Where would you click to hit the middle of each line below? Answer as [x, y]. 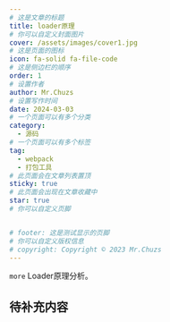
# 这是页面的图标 [37, 51]
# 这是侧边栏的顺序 [40, 68]
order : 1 [25, 76]
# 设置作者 [27, 84]
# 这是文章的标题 [37, 17]
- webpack [35, 159]
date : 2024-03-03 [42, 109]
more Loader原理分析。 [51, 276]
